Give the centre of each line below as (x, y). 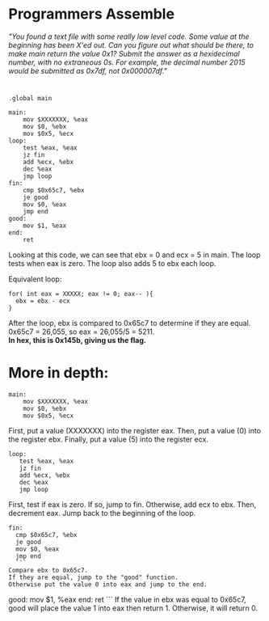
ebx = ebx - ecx (43, 301)
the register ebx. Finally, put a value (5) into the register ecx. (108, 439)
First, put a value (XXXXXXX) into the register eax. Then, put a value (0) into (134, 431)
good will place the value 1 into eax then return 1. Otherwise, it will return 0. (133, 608)
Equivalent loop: (35, 279)
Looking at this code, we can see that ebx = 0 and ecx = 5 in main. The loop (134, 255)
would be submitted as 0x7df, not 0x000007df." (88, 70)
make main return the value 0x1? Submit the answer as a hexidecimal (124, 53)
